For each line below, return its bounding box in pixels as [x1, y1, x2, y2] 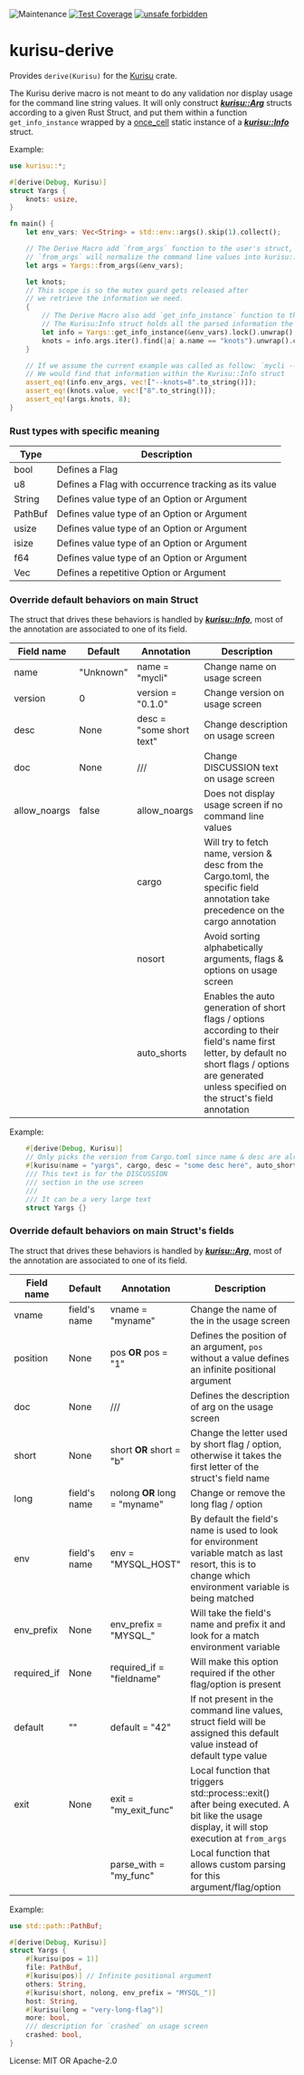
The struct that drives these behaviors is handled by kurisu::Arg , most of [9, 1245, 282, 1256]
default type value [189, 1749, 268, 1761]
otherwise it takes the [189, 1449, 282, 1462]
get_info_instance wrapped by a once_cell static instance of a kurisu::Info [9, 116, 290, 127]
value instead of [189, 1738, 259, 1751]
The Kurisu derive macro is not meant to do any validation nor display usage [9, 87, 293, 99]
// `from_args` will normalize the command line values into [25, 252, 261, 262]
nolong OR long [109, 1486, 176, 1499]
